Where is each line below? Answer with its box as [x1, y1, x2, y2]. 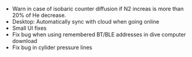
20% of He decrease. [12, 12, 66, 19]
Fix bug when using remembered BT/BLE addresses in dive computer [12, 31, 186, 38]
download [12, 38, 38, 44]
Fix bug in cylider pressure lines [12, 44, 93, 51]
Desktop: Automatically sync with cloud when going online [12, 18, 160, 25]
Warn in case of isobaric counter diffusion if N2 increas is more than [12, 5, 184, 12]
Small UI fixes [12, 24, 47, 32]
